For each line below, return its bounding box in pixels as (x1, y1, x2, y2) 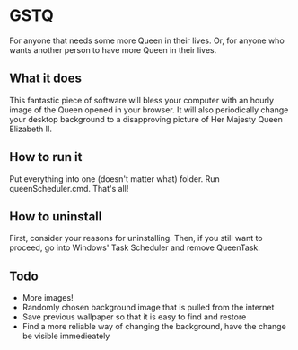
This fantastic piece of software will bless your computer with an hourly (9, 94, 275, 105)
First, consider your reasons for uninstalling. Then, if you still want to (9, 233, 263, 244)
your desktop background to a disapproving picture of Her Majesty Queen (9, 113, 283, 124)
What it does (9, 71, 83, 86)
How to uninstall (9, 209, 102, 224)
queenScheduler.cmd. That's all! (9, 183, 129, 193)
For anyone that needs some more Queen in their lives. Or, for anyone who (9, 35, 285, 46)
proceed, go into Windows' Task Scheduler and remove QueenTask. (9, 242, 260, 253)
